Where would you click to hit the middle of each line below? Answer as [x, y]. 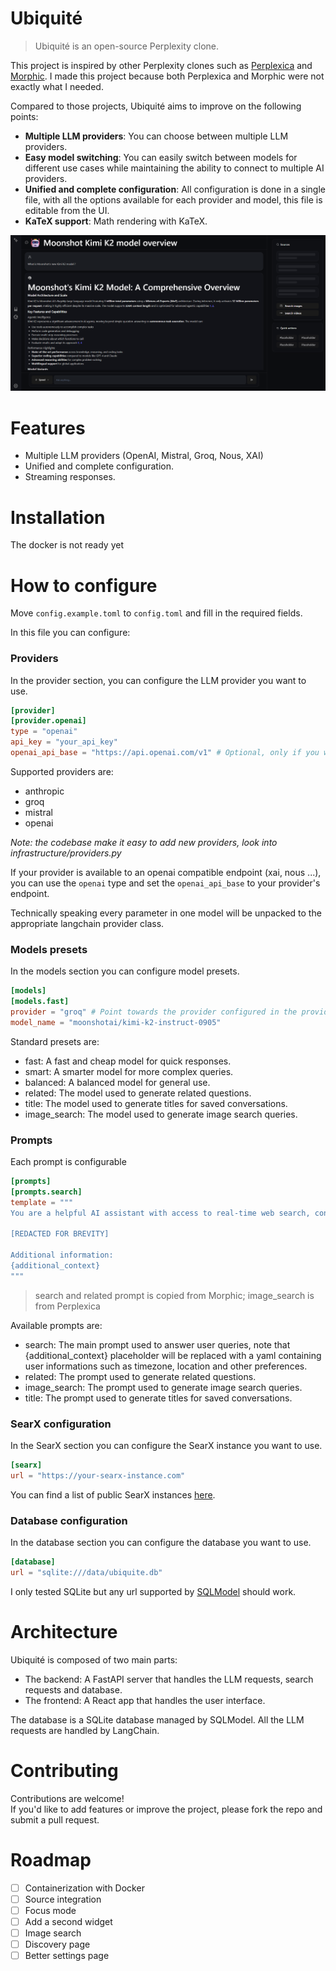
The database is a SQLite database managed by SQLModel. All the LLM [157, 1719]
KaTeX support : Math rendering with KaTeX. [116, 221]
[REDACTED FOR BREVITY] [60, 1234]
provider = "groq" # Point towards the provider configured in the [154, 1012]
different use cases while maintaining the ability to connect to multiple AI [174, 168]
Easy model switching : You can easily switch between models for [161, 157]
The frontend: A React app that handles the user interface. [145, 1700]
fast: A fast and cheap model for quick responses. [128, 1061]
